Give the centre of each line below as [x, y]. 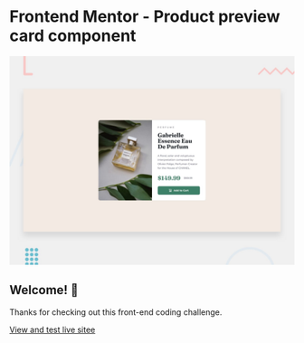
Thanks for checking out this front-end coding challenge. [116, 312]
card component [73, 36]
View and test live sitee [52, 329]
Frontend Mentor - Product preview [145, 17]
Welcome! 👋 [44, 290]
